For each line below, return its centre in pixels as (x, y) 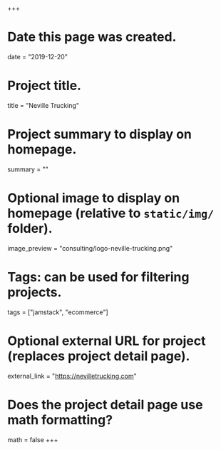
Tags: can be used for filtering (98, 277)
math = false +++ (33, 439)
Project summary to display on (100, 135)
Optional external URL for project (107, 341)
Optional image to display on (94, 198)
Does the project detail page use (105, 405)
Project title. (45, 86)
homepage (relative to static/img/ (111, 213)
